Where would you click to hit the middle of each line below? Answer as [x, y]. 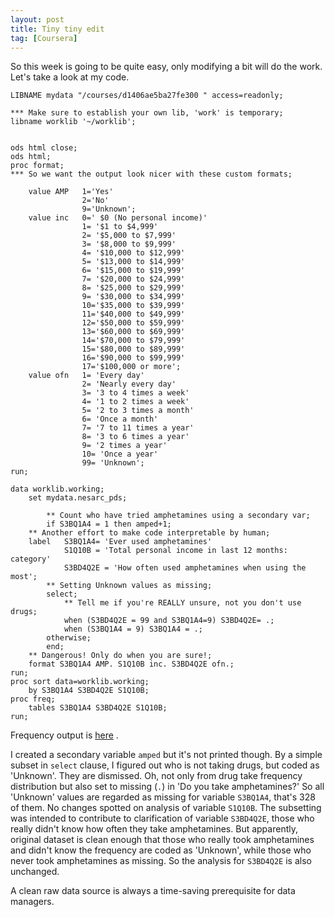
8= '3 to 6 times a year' [135, 437]
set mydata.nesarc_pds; [78, 498]
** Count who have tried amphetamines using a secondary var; [178, 516]
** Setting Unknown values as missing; [129, 586]
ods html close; [44, 148]
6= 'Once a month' [120, 419]
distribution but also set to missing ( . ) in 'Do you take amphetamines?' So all [167, 787]
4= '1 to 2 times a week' [135, 402]
